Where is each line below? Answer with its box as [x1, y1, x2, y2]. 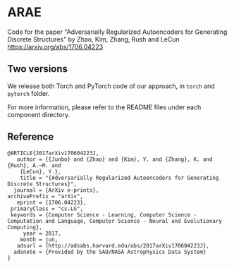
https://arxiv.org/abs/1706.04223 [7, 42, 104, 51]
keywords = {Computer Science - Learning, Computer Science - [10, 211, 197, 219]
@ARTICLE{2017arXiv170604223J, [7, 150, 99, 157]
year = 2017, [23, 230, 61, 237]
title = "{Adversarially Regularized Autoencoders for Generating [20, 174, 219, 181]
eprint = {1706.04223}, [16, 199, 87, 206]
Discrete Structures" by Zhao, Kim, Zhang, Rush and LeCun [7, 35, 180, 43]
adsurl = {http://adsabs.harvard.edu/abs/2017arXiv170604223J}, [16, 242, 210, 249]
